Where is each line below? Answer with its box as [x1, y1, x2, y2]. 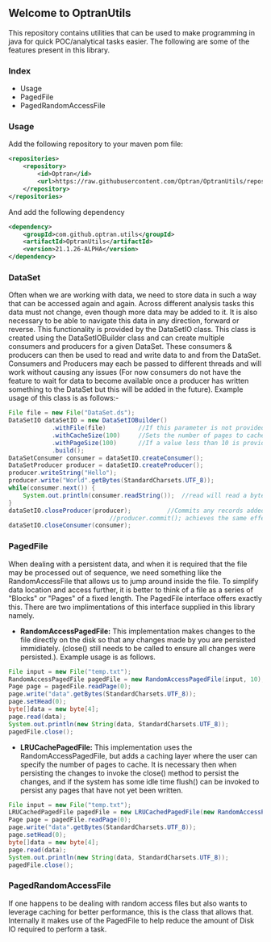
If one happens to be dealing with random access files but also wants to [8, 898, 248, 908]
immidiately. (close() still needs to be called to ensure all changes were [19, 643, 256, 653]
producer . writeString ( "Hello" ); [8, 469, 117, 477]
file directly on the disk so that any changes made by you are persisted [19, 634, 256, 645]
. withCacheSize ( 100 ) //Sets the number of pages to [51, 431, 244, 439]
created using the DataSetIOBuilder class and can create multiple [8, 333, 225, 343]
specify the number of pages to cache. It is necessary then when [19, 759, 237, 769]
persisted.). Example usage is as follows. [19, 652, 156, 662]
